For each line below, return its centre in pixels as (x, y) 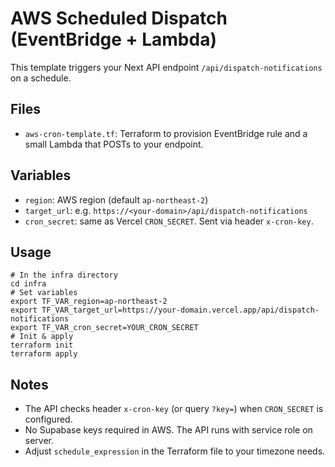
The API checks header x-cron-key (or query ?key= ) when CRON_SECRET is (174, 409)
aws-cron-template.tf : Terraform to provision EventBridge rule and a (166, 133)
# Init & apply (42, 337)
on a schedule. (41, 78)
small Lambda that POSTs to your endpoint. (114, 144)
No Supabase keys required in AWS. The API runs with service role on (168, 430)
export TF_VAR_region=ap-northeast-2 (89, 302)
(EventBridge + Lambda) (113, 39)
